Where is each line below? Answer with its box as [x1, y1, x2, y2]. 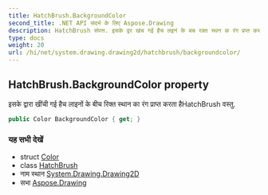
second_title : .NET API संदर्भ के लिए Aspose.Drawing [8, 19, 174, 27]
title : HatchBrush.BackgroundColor [8, 11, 127, 20]
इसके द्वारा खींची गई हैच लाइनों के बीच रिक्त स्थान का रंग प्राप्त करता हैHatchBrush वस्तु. [8, 99, 236, 108]
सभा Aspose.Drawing [19, 177, 87, 187]
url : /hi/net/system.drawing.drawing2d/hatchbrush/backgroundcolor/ [8, 49, 241, 57]
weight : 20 [8, 41, 45, 49]
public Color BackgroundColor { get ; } [8, 115, 141, 123]
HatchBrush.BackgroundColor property [8, 78, 210, 92]
